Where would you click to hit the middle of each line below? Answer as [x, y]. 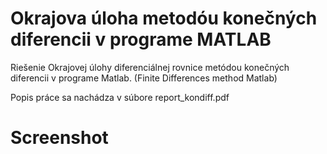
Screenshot [59, 138]
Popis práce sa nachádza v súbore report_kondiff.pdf [120, 97]
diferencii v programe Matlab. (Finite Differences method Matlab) [144, 78]
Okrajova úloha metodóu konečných [164, 18]
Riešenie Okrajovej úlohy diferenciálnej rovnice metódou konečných [150, 67]
